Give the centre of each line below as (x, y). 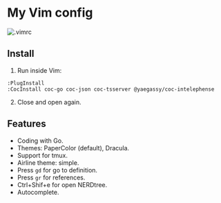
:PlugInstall (26, 83)
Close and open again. (49, 102)
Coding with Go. (40, 141)
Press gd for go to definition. (57, 170)
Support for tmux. (42, 155)
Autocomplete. (38, 192)
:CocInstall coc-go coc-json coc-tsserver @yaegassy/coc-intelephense (111, 89)
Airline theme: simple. (48, 162)
